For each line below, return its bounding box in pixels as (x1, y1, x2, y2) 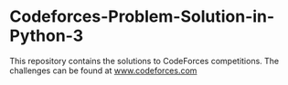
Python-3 (9, 25, 84, 46)
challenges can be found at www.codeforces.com (9, 65, 197, 76)
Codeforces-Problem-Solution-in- (9, 6, 275, 27)
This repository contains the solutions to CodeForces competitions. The (9, 55, 280, 66)
